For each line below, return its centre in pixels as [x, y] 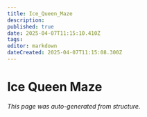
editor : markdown [32, 46]
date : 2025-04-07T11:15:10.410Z [54, 33]
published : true [31, 26]
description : [26, 20]
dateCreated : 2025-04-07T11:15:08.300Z [65, 53]
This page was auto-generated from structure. [74, 106]
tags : [15, 40]
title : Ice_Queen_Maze [40, 14]
